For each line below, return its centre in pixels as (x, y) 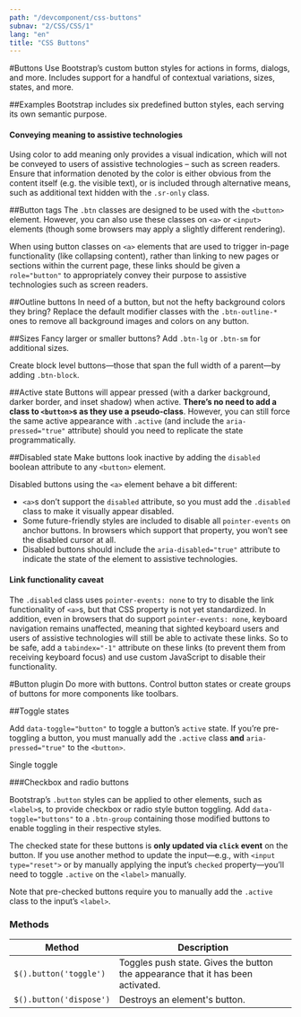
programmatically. (43, 440)
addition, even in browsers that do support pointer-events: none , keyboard (149, 618)
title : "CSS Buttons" (50, 43)
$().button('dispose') (62, 999)
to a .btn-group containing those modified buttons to (173, 819)
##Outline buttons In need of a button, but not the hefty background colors (147, 302)
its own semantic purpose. (58, 114)
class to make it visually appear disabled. (98, 512)
